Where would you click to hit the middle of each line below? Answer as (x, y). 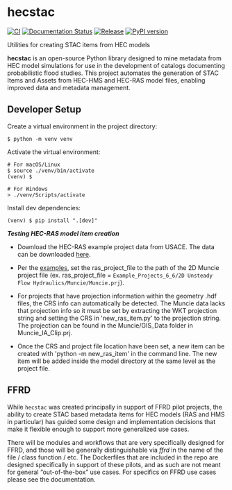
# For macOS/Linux (34, 164)
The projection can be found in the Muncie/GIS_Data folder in (105, 325)
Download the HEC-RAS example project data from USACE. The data (116, 246)
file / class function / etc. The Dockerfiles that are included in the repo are (113, 457)
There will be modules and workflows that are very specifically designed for (116, 442)
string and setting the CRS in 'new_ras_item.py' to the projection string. (119, 318)
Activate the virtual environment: (54, 152)
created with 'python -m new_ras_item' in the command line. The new (117, 353)
